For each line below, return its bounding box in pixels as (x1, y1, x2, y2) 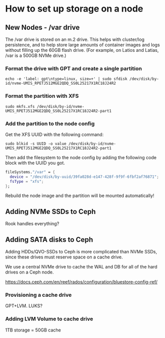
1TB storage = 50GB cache (5, 327, 62, 333)
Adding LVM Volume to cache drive (5, 315, 93, 322)
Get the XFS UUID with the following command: (5, 131, 104, 138)
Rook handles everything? (5, 221, 60, 227)
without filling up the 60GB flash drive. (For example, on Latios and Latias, (5, 47, 159, 53)
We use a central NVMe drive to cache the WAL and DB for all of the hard (5, 264, 157, 270)
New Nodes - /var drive (5, 23, 80, 32)
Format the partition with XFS (5, 93, 79, 100)
